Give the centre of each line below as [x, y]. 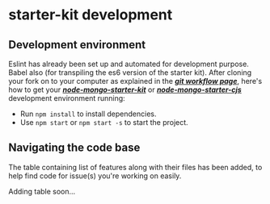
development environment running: [67, 98]
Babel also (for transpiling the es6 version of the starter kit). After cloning [130, 73]
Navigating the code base [74, 148]
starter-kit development [91, 15]
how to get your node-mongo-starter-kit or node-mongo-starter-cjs [125, 90]
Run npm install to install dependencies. [88, 114]
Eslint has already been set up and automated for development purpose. [129, 64]
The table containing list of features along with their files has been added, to [135, 167]
